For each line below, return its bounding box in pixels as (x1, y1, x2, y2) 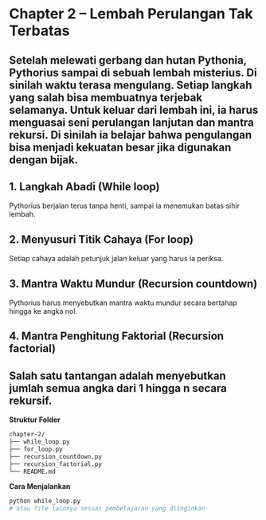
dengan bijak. (9, 153, 79, 166)
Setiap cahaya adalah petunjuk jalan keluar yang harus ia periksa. (9, 254, 224, 264)
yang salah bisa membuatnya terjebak (9, 91, 202, 104)
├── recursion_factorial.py (9, 459, 103, 468)
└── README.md (9, 467, 57, 475)
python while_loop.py (9, 497, 81, 506)
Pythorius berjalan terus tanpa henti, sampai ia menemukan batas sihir (9, 201, 240, 211)
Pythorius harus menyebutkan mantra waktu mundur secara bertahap (9, 298, 237, 307)
